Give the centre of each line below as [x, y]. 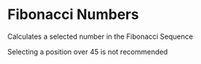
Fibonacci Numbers [73, 15]
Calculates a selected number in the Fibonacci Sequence [100, 36]
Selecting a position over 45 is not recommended [87, 51]
